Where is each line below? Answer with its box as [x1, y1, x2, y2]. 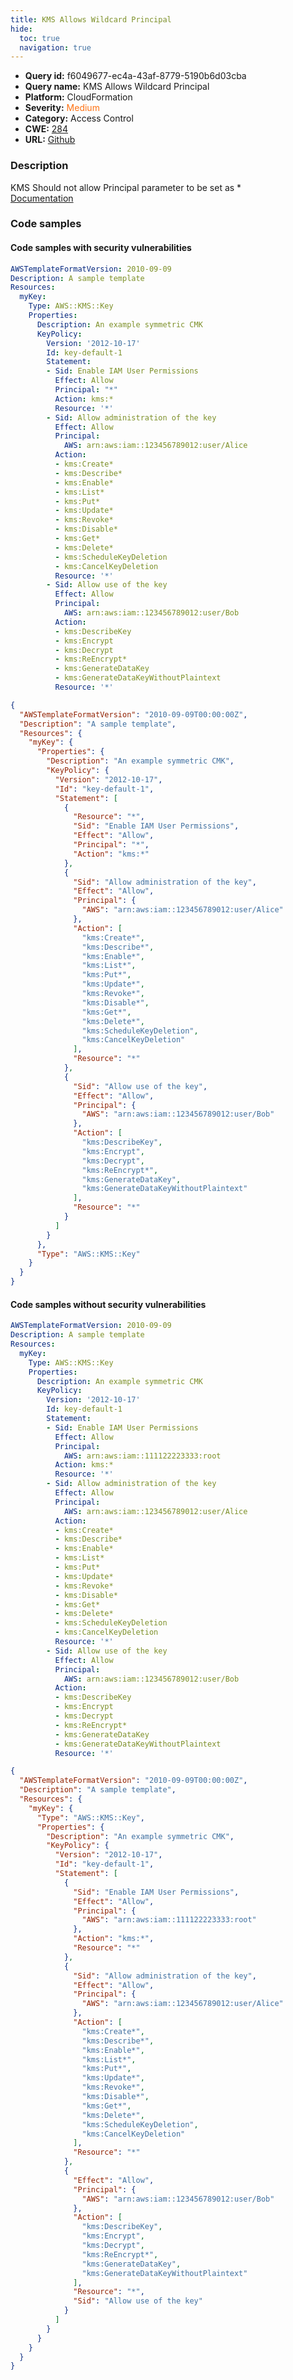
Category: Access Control [24, 112, 134, 125]
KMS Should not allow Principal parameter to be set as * [10, 181, 242, 193]
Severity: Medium [24, 102, 100, 114]
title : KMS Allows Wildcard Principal [10, 14, 172, 25]
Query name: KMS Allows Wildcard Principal [24, 81, 210, 93]
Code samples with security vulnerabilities [10, 242, 192, 254]
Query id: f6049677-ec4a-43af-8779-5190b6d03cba [24, 70, 247, 82]
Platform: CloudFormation [24, 91, 133, 103]
